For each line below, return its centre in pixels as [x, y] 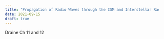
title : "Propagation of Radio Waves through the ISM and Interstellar [78, 10]
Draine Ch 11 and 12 [25, 33]
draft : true [17, 19]
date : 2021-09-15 [23, 14]
